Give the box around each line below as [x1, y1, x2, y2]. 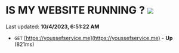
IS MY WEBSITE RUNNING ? [5, 4, 146, 17]
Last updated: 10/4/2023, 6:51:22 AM [5, 23, 100, 30]
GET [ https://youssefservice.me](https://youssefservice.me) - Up [14, 34, 173, 41]
